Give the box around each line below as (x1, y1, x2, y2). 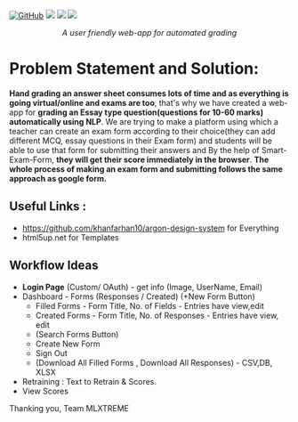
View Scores (21, 385, 69, 396)
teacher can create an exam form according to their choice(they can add (9, 126, 276, 136)
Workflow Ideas (9, 258, 99, 273)
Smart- (261, 144, 287, 155)
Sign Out (35, 347, 68, 358)
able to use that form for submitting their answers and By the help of (9, 144, 260, 155)
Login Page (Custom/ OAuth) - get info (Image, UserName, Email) (21, 281, 263, 292)
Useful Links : (9, 199, 87, 215)
